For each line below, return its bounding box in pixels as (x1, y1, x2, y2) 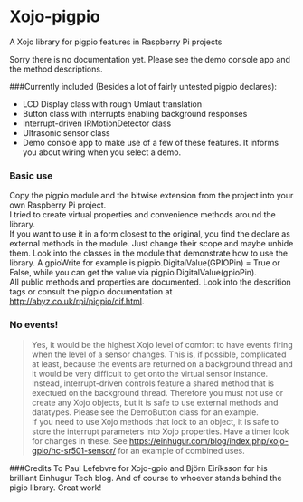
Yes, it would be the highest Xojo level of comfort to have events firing (31, 339, 293, 350)
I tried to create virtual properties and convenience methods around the (9, 209, 276, 220)
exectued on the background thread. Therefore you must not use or (31, 387, 284, 398)
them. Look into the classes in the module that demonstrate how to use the (9, 247, 288, 259)
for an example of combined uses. (117, 445, 246, 456)
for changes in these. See (31, 435, 128, 446)
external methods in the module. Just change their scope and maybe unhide (9, 238, 294, 249)
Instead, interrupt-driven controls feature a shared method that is (31, 378, 274, 389)
